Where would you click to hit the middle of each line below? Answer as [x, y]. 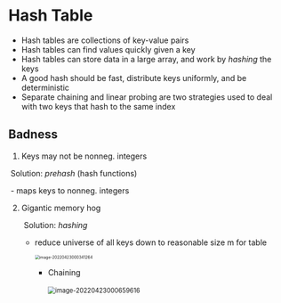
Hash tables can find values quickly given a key [108, 49]
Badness [33, 135]
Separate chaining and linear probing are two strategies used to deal [147, 97]
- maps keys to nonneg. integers [70, 190]
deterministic [45, 87]
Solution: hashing [56, 225]
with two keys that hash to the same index [98, 106]
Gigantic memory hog [61, 208]
